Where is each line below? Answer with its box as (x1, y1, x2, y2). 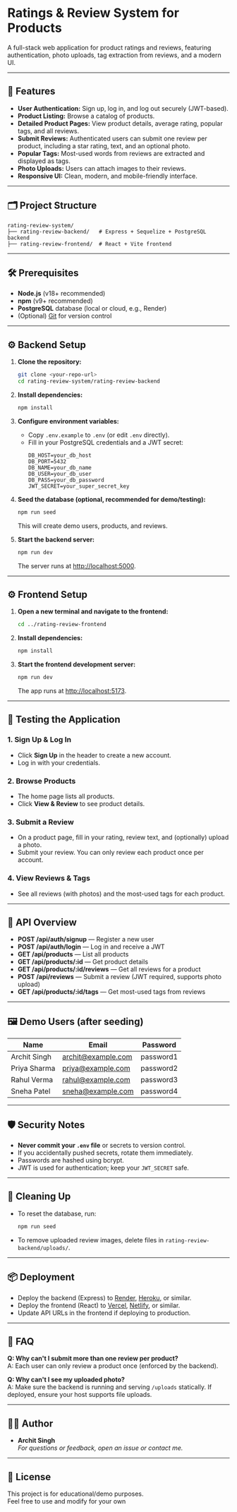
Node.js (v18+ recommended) (17, 289, 106, 298)
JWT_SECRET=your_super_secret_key (28, 482, 130, 490)
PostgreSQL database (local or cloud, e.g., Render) (17, 304, 167, 313)
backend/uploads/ (17, 1244, 69, 1252)
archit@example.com (62, 1052, 133, 1062)
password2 (140, 1064, 178, 1074)
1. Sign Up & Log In (7, 735, 72, 745)
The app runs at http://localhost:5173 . (17, 687, 127, 695)
